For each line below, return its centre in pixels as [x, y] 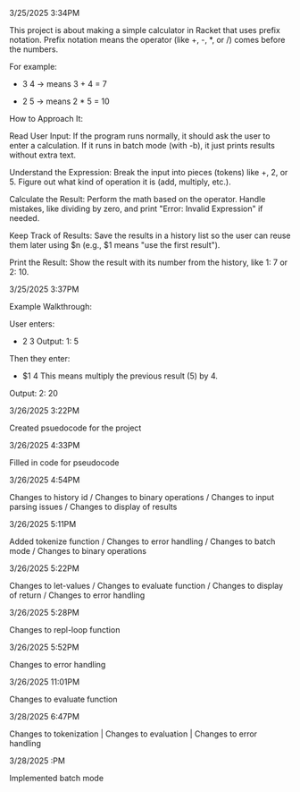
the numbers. [34, 49]
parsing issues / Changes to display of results [93, 507]
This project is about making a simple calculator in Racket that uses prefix [145, 30]
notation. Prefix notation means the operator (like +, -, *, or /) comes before [147, 40]
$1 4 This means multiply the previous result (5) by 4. [120, 376]
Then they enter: [40, 358]
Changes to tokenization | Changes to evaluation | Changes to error [133, 734]
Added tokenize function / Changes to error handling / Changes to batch [142, 541]
